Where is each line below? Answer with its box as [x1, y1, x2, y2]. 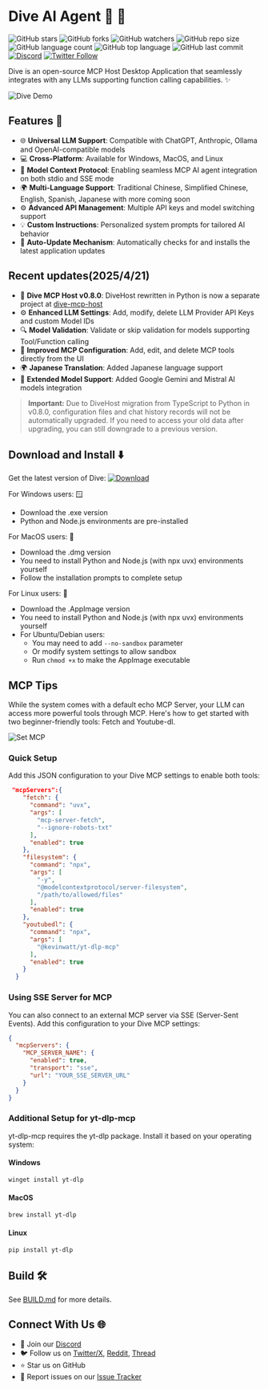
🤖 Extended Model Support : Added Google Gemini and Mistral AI [19, 374, 236, 384]
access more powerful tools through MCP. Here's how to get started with [8, 709, 250, 718]
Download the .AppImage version [19, 604, 130, 614]
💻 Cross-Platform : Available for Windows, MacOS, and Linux [19, 153, 224, 163]
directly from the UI [19, 353, 84, 363]
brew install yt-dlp [8, 1211, 78, 1219]
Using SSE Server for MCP [8, 992, 113, 1003]
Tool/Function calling [19, 336, 90, 346]
